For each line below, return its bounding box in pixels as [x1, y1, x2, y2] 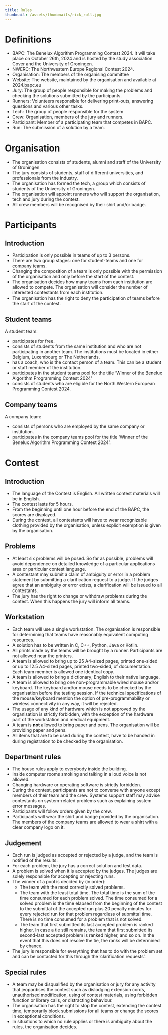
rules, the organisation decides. [12, 1024, 77, 1030]
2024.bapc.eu [12, 82, 41, 88]
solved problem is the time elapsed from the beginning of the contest [19, 900, 162, 906]
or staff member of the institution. [12, 365, 82, 371]
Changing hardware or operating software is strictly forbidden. [12, 782, 141, 788]
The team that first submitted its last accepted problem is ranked [19, 922, 153, 928]
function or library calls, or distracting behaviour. [12, 997, 113, 1003]
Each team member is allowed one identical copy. [12, 668, 115, 675]
